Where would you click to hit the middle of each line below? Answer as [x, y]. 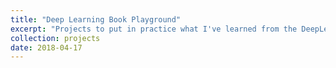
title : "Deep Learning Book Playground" [96, 19]
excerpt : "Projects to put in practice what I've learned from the [154, 29]
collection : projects [55, 38]
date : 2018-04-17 [46, 47]
